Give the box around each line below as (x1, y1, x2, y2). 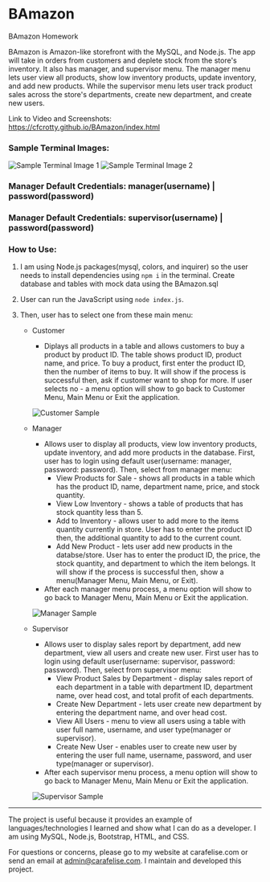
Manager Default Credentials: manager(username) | (8, 181, 215, 192)
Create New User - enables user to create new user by (55, 742, 237, 752)
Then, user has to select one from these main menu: (19, 310, 194, 320)
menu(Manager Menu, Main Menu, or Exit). (55, 576, 198, 586)
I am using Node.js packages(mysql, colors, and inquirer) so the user (19, 262, 249, 272)
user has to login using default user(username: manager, (43, 456, 231, 466)
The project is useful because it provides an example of (8, 815, 193, 824)
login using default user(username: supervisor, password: (43, 656, 235, 667)
